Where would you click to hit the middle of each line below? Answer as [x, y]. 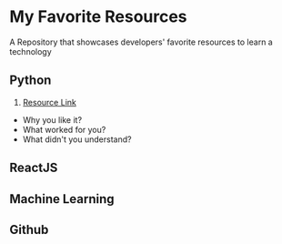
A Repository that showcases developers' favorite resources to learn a [141, 42]
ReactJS [34, 168]
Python [30, 81]
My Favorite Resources [99, 17]
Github [29, 229]
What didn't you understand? [77, 139]
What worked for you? [64, 129]
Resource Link [50, 102]
